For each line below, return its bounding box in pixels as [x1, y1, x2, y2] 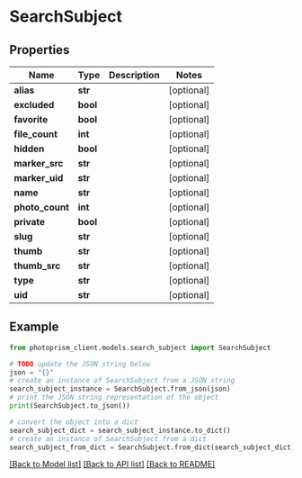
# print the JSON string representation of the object [9, 393, 219, 402]
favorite [13, 113, 49, 125]
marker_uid [13, 172, 64, 184]
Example [9, 320, 59, 335]
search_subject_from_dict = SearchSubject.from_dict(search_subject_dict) [9, 443, 296, 452]
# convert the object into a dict [9, 417, 139, 427]
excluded [13, 99, 55, 111]
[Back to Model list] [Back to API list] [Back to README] [9, 459, 216, 470]
